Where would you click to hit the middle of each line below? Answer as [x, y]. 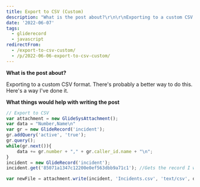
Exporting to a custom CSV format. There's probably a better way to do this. [99, 84]
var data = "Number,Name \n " [41, 124]
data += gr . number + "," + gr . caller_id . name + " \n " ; [85, 151]
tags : [13, 28]
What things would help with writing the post [63, 102]
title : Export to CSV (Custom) [45, 12]
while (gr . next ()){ [29, 146]
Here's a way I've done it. [37, 90]
